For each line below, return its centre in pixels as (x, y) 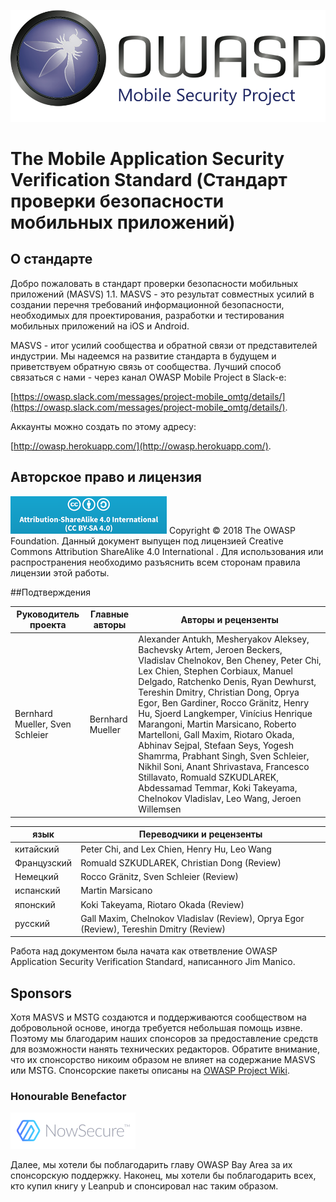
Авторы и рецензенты (229, 619)
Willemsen (160, 809)
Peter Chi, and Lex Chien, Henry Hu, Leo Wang (176, 849)
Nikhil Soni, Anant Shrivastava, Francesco (224, 767)
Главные (109, 614)
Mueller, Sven (43, 724)
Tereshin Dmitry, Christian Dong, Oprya (219, 692)
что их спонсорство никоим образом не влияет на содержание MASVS (163, 1060)
